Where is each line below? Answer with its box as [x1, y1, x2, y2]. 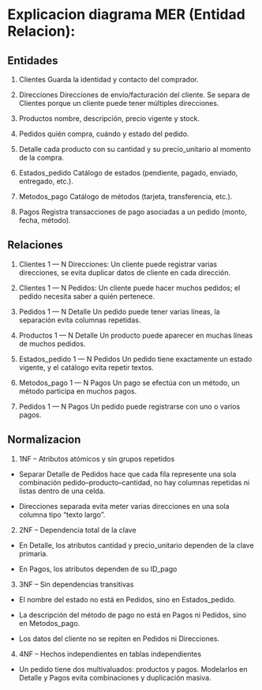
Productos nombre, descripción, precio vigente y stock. [18, 114, 200, 123]
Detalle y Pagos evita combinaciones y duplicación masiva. [18, 673, 211, 682]
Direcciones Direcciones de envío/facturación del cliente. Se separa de [18, 90, 250, 100]
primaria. [18, 549, 48, 558]
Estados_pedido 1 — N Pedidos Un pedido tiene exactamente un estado [18, 354, 253, 364]
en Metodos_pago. [18, 618, 80, 628]
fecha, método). [18, 216, 72, 224]
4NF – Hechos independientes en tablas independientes [18, 649, 202, 658]
